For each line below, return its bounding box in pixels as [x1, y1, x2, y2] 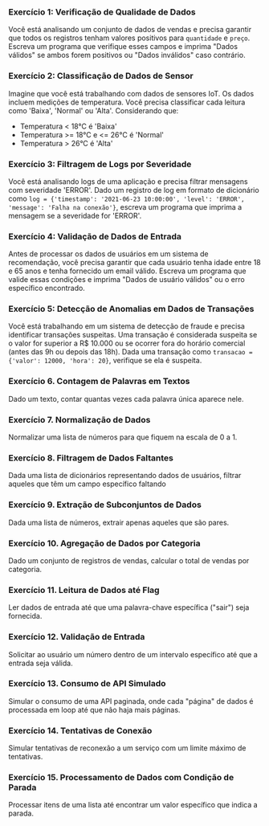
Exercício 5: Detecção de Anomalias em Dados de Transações [8, 304, 255, 315]
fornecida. [8, 611, 43, 621]
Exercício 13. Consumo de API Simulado [8, 678, 166, 689]
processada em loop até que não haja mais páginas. [8, 705, 181, 714]
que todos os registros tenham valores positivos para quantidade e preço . [8, 33, 251, 43]
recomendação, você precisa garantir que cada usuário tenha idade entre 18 [8, 258, 261, 268]
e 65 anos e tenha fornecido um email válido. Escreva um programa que [8, 266, 247, 276]
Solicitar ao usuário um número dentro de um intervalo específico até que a [8, 649, 259, 659]
